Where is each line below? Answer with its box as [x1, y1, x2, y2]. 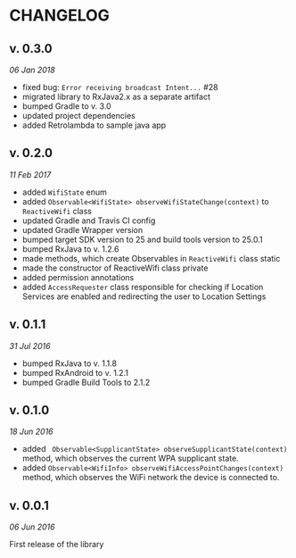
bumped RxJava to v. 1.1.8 [21, 358, 118, 369]
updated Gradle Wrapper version [21, 224, 144, 235]
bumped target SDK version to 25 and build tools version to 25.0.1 [21, 234, 263, 245]
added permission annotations [21, 271, 135, 282]
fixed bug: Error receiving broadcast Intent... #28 [21, 82, 218, 92]
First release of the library [9, 539, 104, 550]
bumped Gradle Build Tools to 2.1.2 [21, 377, 151, 387]
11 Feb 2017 [9, 169, 52, 179]
